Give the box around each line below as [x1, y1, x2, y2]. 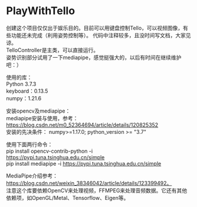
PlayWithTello [6, 4, 75, 18]
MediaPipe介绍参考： [6, 172, 58, 179]
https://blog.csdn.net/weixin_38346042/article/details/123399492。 [6, 179, 172, 186]
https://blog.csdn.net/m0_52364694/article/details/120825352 [6, 121, 159, 128]
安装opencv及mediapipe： [6, 107, 71, 114]
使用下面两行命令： [6, 140, 53, 148]
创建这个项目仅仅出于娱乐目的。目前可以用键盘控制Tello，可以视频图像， [6, 24, 183, 31]
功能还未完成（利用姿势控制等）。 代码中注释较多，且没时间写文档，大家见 [11, 31, 191, 39]
